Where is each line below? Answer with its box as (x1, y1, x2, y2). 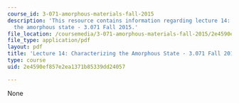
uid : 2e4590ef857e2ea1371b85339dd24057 (7, 63, 126, 70)
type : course (7, 57, 46, 64)
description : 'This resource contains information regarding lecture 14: (7, 17, 231, 24)
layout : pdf (7, 43, 43, 50)
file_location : (7, 30, 53, 38)
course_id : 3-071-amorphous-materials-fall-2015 (7, 10, 154, 18)
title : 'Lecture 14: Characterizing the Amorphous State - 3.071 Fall (7, 50, 221, 58)
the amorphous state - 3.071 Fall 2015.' (14, 23, 139, 31)
